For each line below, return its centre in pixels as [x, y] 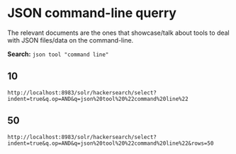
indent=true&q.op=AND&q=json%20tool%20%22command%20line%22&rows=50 [111, 143]
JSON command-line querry [92, 13]
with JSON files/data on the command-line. [71, 40]
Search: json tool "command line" [58, 54]
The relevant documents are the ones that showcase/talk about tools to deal [119, 33]
